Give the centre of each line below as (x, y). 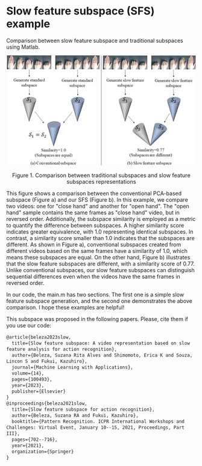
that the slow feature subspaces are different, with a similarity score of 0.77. (100, 264)
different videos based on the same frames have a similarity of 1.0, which (97, 251)
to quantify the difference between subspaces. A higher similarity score (95, 225)
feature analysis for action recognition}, (62, 349)
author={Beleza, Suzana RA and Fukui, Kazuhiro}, (75, 416)
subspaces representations (101, 181)
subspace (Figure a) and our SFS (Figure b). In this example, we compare (97, 200)
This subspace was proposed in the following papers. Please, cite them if (97, 319)
